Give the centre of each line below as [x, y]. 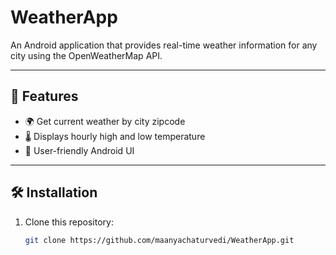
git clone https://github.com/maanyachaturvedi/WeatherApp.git [159, 240]
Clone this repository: [69, 222]
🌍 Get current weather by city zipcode [105, 121]
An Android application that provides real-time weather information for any [164, 45]
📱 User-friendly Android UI [79, 150]
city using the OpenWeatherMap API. [86, 55]
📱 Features [44, 96]
